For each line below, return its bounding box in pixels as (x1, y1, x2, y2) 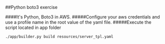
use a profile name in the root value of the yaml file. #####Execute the (5, 19, 152, 25)
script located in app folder (5, 24, 61, 30)
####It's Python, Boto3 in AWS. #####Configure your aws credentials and (5, 14, 160, 19)
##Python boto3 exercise (5, 4, 58, 10)
